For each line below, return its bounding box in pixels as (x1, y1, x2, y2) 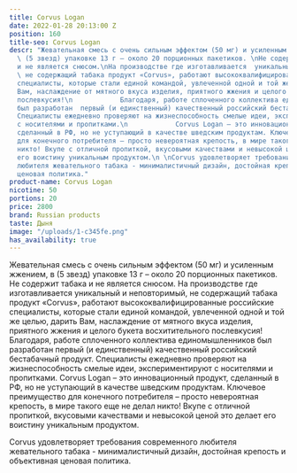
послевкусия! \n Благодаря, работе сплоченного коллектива (17, 95, 278, 105)
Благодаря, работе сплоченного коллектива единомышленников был (9, 335, 272, 345)
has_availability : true (9, 236, 97, 244)
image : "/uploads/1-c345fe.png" (9, 227, 128, 236)
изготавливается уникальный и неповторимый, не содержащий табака (9, 288, 278, 299)
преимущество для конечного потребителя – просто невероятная (9, 392, 259, 402)
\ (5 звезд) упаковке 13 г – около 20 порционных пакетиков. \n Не (17, 54, 267, 63)
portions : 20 (9, 194, 57, 204)
